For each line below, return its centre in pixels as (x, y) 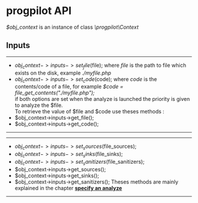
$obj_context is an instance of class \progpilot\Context (72, 27)
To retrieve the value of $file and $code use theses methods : (90, 111)
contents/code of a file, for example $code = (69, 87)
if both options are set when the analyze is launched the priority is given (102, 99)
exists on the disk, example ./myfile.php (63, 73)
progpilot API (39, 11)
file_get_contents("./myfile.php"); (55, 93)
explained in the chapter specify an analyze (68, 188)
